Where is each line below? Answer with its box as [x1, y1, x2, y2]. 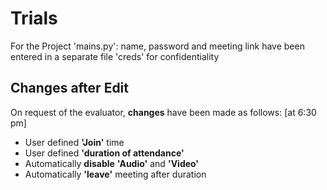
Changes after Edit [10, 80, 129, 97]
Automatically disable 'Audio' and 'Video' [24, 157, 200, 169]
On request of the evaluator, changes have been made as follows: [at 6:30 [10, 106, 317, 118]
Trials [10, 7, 58, 30]
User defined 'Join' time [24, 136, 125, 148]
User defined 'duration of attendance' [24, 147, 185, 159]
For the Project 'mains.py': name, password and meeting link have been [10, 40, 305, 52]
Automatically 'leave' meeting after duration [24, 168, 207, 180]
